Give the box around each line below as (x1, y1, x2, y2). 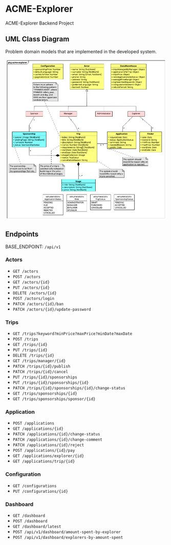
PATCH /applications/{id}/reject (12, 443, 84, 448)
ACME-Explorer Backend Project (5, 20, 74, 26)
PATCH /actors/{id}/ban (12, 301, 64, 307)
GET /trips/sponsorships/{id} (12, 391, 78, 397)
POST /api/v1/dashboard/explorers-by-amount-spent (12, 535, 123, 540)
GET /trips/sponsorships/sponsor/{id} (12, 397, 96, 402)
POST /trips (12, 337, 38, 342)
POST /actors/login (12, 296, 55, 301)
